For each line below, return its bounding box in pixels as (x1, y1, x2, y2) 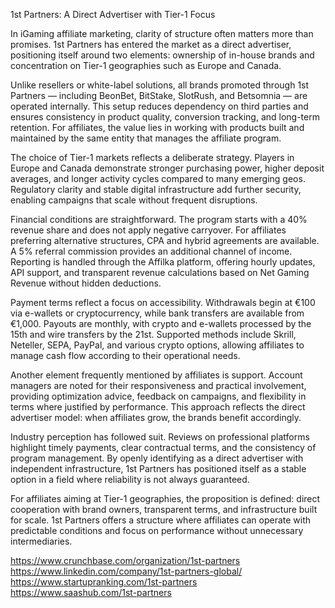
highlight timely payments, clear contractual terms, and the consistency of (10, 442, 317, 453)
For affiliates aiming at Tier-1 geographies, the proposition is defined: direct (10, 493, 321, 504)
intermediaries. (10, 535, 73, 547)
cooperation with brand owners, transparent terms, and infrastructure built (10, 504, 318, 515)
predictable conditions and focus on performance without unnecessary (10, 525, 304, 536)
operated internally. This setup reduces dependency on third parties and (10, 100, 309, 112)
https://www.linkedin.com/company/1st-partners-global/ (10, 565, 243, 577)
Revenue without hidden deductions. (10, 277, 162, 289)
